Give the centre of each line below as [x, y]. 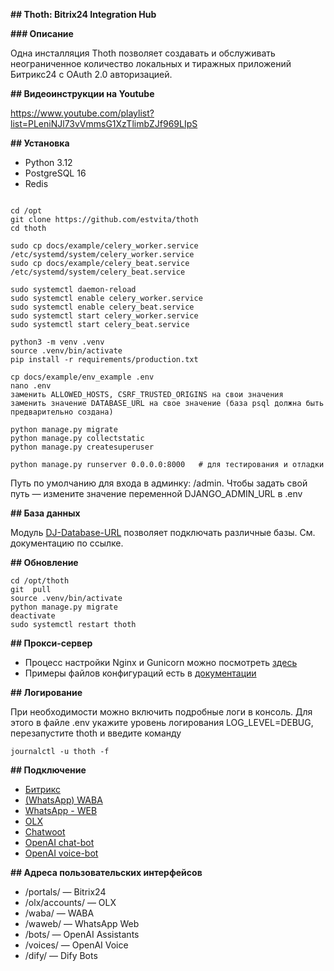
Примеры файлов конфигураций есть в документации [140, 673]
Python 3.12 [48, 162]
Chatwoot [45, 832]
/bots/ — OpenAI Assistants [82, 934]
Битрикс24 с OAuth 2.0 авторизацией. [91, 74]
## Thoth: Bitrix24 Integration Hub [83, 14]
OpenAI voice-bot [61, 853]
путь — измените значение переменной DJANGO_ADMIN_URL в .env [156, 493]
